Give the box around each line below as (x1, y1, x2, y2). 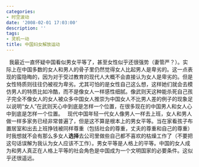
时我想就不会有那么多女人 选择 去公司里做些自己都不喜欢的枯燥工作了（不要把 (6, 132, 193, 139)
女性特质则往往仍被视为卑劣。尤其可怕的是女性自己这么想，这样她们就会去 (6, 80, 188, 87)
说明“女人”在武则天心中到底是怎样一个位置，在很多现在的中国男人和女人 (11, 103, 188, 110)
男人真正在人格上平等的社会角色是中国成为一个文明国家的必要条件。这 (16, 147, 188, 154)
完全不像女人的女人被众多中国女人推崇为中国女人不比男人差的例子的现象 (11, 95, 188, 102)
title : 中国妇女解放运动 (6, 42, 60, 48)
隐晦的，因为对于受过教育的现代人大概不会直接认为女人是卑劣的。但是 (21, 73, 193, 80)
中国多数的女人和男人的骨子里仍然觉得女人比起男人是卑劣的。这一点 (21, 66, 188, 73)
